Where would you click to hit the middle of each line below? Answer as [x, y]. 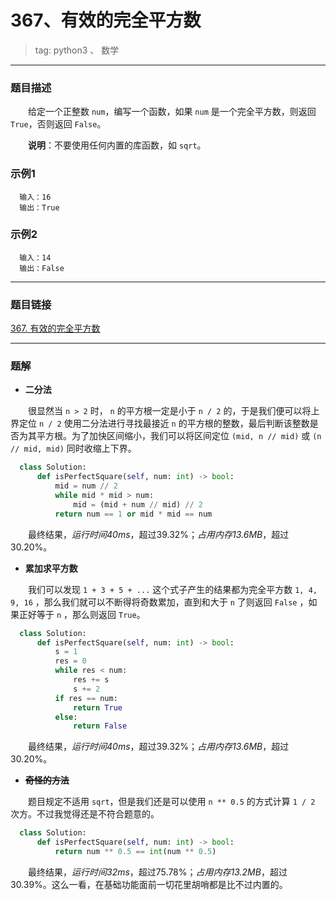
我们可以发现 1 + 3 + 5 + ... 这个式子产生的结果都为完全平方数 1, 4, [173, 589]
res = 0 [70, 661]
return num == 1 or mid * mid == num [133, 514]
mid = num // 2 [86, 486]
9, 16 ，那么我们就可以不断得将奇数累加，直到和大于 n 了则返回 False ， [159, 602]
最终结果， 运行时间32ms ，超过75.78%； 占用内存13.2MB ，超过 [158, 872]
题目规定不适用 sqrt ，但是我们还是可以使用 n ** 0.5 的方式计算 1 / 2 [172, 802]
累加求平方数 [51, 568]
